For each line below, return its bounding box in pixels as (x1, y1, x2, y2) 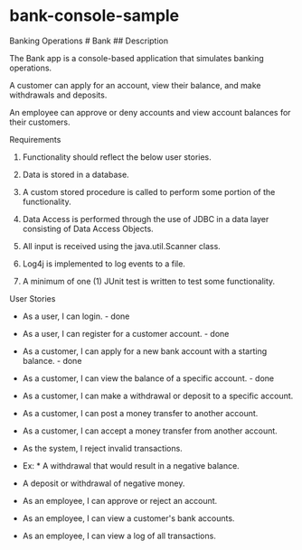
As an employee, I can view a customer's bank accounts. (22, 512, 235, 524)
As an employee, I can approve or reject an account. (22, 495, 218, 506)
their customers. (9, 117, 71, 127)
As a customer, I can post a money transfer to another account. (22, 407, 259, 418)
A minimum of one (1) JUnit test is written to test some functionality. (22, 275, 276, 286)
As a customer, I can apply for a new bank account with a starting (22, 345, 268, 357)
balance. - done (22, 355, 82, 366)
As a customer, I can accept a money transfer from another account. (22, 425, 278, 436)
